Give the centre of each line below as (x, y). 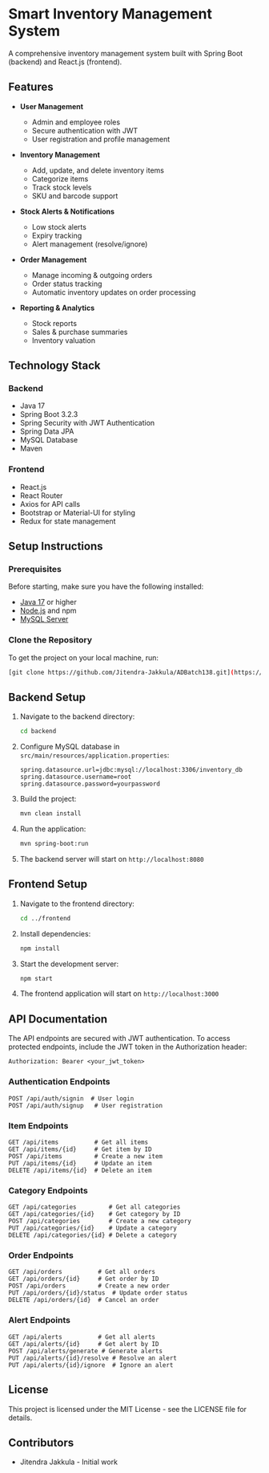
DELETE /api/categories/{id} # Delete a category (93, 1235)
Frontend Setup (48, 884)
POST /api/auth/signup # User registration (85, 1105)
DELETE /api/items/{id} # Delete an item (80, 1170)
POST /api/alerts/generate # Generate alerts (85, 1351)
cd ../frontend (45, 918)
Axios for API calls (50, 504)
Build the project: (48, 799)
